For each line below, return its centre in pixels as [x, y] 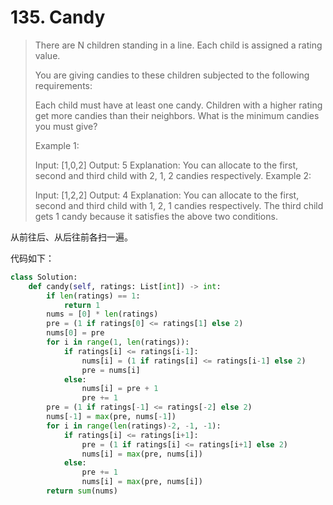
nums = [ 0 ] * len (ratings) [102, 314]
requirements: [63, 85]
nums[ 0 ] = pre [75, 333]
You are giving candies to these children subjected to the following [172, 75]
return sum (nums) [82, 491]
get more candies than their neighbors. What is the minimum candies [177, 115]
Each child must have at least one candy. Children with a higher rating [178, 105]
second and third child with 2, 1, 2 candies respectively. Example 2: [173, 175]
